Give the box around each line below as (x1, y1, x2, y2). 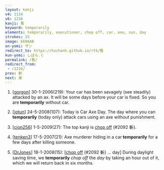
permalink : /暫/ (5, 57, 38, 62)
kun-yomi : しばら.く (5, 52, 44, 58)
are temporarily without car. (12, 99, 70, 105)
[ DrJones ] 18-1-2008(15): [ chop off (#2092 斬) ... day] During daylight (12, 149, 154, 155)
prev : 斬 (5, 71, 22, 76)
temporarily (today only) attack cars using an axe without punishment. (12, 114, 156, 120)
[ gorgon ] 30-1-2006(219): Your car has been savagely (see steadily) (12, 89, 151, 95)
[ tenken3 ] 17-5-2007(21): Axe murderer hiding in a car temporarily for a (12, 134, 158, 140)
